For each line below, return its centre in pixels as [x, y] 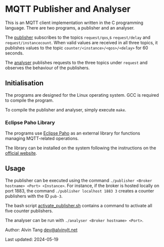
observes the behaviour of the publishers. [47, 68]
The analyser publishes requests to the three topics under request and [76, 62]
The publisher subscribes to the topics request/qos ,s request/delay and [78, 37]
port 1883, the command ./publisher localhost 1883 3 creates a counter [80, 191]
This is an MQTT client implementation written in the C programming [74, 23]
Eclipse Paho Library [30, 122]
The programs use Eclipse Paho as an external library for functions [73, 133]
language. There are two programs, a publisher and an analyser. [70, 27]
